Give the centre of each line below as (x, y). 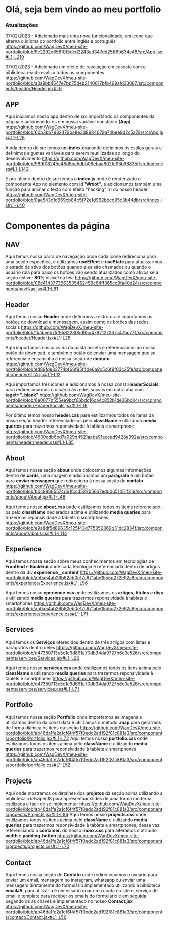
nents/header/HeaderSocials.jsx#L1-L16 (46, 406)
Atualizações (22, 25)
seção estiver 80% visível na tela (40, 278)
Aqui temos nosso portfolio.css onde (109, 738)
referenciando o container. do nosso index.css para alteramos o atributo (81, 831)
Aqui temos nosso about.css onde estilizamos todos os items (69, 507)
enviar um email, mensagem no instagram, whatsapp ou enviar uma (75, 880)
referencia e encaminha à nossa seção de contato (57, 359)
